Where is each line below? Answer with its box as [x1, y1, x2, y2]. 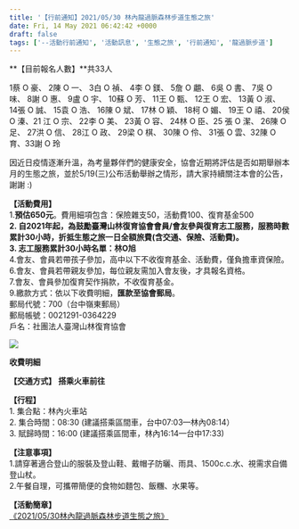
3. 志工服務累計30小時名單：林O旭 [9, 243, 136, 254]
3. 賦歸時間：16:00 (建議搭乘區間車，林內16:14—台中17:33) [9, 428, 225, 439]
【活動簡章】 [9, 500, 56, 510]
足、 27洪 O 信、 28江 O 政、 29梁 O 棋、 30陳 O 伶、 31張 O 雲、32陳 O [9, 127, 277, 138]
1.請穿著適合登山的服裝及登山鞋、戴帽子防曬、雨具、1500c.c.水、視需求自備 [9, 459, 287, 469]
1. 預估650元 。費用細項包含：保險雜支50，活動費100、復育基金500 [9, 210, 255, 220]
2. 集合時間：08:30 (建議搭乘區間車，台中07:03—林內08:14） [9, 417, 235, 428]
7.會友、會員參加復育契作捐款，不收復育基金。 [9, 277, 180, 287]
